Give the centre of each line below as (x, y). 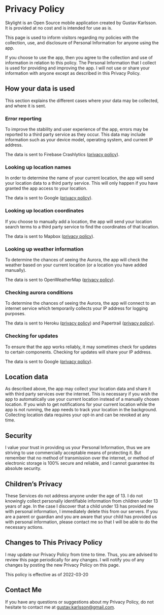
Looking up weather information (44, 249)
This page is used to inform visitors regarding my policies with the (72, 37)
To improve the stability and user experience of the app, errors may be (77, 129)
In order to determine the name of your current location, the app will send (80, 178)
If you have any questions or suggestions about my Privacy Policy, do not (80, 602)
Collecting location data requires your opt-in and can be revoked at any (77, 415)
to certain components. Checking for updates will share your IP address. (79, 352)
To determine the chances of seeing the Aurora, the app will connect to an (81, 303)
